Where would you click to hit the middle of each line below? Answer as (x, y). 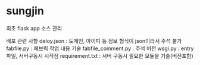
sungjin (25, 11)
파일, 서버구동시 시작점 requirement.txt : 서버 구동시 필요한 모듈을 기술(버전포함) (100, 55)
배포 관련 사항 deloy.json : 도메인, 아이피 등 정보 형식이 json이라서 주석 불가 (94, 41)
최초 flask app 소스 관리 (34, 28)
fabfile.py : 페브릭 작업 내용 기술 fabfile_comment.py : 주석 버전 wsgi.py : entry (100, 48)
